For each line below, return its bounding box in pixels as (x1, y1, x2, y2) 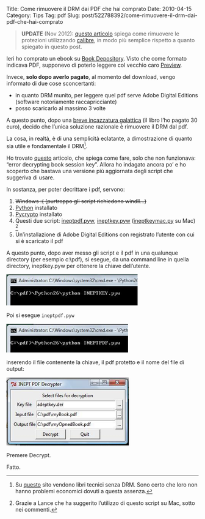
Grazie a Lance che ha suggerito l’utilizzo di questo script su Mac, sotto (15, 499, 195, 507)
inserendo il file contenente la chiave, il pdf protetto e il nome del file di (6, 359, 185, 366)
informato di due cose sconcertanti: (6, 80, 96, 87)
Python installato (15, 204, 58, 211)
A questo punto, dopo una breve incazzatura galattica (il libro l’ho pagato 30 (6, 116, 198, 124)
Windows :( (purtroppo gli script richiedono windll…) (15, 197, 147, 204)
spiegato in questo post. (21, 43, 82, 50)
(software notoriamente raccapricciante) (15, 98, 117, 105)
